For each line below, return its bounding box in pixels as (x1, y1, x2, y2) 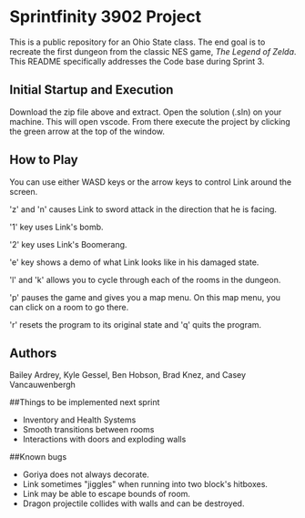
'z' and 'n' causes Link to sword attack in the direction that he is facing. (9, 203, 278, 215)
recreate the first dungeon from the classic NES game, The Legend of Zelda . (9, 46, 297, 56)
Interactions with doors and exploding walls (22, 434, 187, 445)
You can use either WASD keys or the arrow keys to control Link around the (9, 176, 292, 188)
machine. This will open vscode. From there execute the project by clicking (9, 116, 291, 127)
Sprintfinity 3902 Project (9, 6, 202, 27)
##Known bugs (9, 452, 67, 462)
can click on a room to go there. (9, 301, 129, 312)
